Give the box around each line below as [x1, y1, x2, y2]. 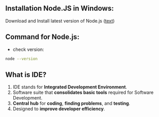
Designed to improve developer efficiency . [12, 106, 105, 112]
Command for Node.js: [5, 33, 79, 42]
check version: [12, 46, 45, 52]
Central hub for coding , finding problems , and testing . [12, 100, 131, 107]
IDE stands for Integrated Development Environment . [12, 84, 127, 90]
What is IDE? [5, 70, 47, 79]
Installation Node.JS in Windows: [5, 4, 114, 13]
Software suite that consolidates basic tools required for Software [12, 89, 154, 95]
